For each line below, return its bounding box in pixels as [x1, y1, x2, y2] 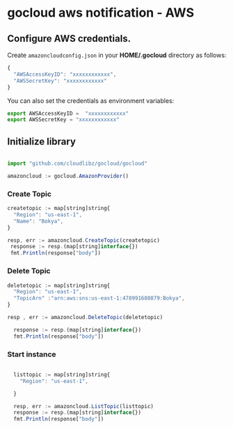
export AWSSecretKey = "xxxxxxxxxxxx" [7, 116, 120, 123]
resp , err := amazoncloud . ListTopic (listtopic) [13, 403, 154, 410]
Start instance [7, 349, 57, 359]
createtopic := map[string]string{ [7, 205, 111, 212]
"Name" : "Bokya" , [13, 218, 64, 225]
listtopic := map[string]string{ [13, 371, 111, 378]
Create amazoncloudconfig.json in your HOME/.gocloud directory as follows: [7, 51, 227, 59]
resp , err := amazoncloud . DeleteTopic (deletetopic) [7, 314, 163, 321]
